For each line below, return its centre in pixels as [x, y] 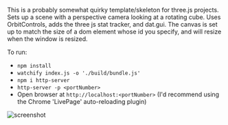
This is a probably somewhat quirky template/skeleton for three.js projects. [113, 10]
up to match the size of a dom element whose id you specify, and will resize [114, 31]
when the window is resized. [47, 39]
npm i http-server [43, 81]
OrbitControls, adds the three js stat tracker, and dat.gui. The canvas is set [112, 24]
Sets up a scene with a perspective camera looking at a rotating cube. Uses [114, 17]
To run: [17, 52]
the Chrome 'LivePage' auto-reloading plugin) [82, 101]
